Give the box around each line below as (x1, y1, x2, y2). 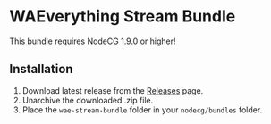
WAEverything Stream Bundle (9, 6, 236, 27)
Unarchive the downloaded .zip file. (21, 95, 154, 105)
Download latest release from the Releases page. (21, 85, 204, 95)
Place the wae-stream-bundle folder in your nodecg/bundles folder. (21, 104, 263, 115)
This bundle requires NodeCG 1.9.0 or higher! (9, 36, 176, 46)
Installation (9, 62, 73, 77)
